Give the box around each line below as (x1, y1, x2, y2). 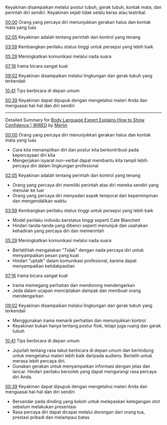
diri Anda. (12, 374, 32, 380)
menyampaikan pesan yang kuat (12, 253, 79, 258)
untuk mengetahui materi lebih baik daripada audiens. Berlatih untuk (12, 353, 153, 358)
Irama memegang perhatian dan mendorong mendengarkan (12, 283, 135, 288)
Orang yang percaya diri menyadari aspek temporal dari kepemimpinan (12, 193, 158, 198)
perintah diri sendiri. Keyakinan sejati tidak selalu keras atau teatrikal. (5, 9, 147, 15)
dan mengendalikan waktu (12, 198, 67, 204)
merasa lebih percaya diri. (12, 358, 66, 364)
